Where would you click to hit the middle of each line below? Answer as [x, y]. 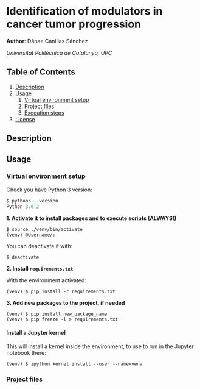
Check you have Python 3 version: [49, 190]
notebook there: [26, 352]
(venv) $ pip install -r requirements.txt [61, 291]
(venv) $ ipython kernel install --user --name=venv [74, 364]
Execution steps [44, 112]
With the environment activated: [47, 280]
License [25, 119]
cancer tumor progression [74, 24]
